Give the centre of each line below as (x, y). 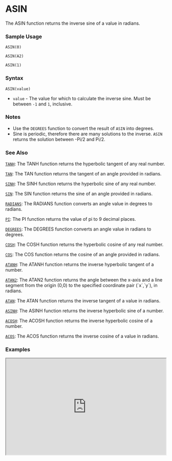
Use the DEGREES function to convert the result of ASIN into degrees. (83, 128)
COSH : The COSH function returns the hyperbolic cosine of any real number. (84, 244)
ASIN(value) (18, 89)
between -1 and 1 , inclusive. (42, 104)
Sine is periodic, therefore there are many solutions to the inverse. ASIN (88, 134)
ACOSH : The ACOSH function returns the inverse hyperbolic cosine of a (79, 321)
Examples (18, 349)
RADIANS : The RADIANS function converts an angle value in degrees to (79, 204)
